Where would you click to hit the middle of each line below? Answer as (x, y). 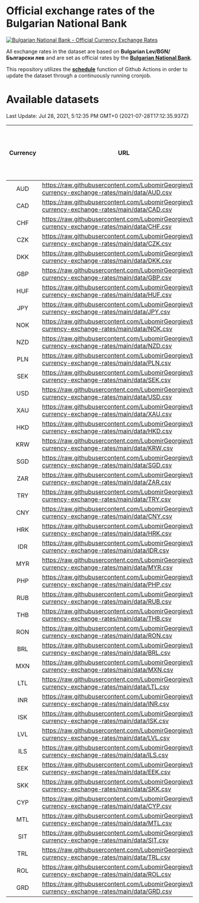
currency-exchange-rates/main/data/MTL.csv (107, 823)
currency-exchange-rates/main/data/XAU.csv (107, 414)
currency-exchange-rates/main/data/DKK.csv (107, 260)
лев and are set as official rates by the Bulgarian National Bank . (114, 58)
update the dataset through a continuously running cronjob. (79, 75)
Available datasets (53, 100)
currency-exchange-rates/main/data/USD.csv (107, 397)
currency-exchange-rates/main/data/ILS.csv (105, 755)
